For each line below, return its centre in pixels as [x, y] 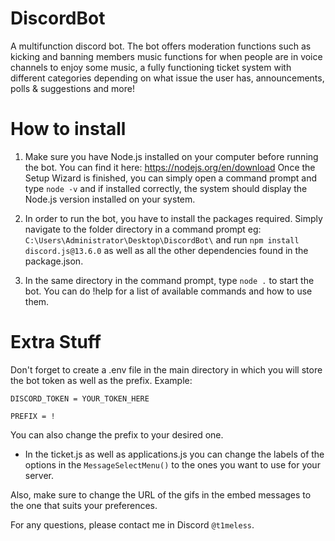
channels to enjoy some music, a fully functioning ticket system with [151, 67]
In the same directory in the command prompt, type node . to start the [169, 280]
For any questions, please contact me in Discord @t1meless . [132, 524]
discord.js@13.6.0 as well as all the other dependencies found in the [166, 250]
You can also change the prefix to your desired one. [117, 434]
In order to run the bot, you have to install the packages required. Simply [173, 218]
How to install [68, 129]
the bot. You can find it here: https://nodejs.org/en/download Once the [170, 167]
